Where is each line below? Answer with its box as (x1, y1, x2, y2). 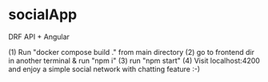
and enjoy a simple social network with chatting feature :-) (8, 64, 201, 73)
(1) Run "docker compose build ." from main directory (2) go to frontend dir (8, 47, 254, 57)
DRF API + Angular (8, 32, 70, 41)
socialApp (8, 6, 78, 24)
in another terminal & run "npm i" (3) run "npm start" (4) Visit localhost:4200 (8, 56, 260, 65)
